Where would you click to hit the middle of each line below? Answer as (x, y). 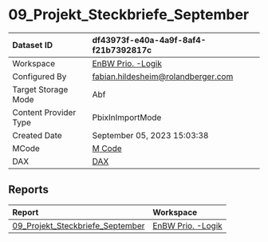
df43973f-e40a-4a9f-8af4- (149, 40)
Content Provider (44, 112)
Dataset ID (33, 45)
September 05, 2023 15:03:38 (150, 135)
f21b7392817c (122, 50)
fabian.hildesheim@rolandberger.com (163, 76)
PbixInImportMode (127, 117)
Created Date (37, 135)
